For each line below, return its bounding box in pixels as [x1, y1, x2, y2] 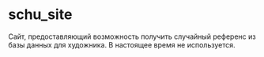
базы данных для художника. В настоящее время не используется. [8, 40, 236, 49]
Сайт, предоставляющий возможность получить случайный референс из [8, 32, 256, 41]
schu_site [8, 6, 73, 24]
